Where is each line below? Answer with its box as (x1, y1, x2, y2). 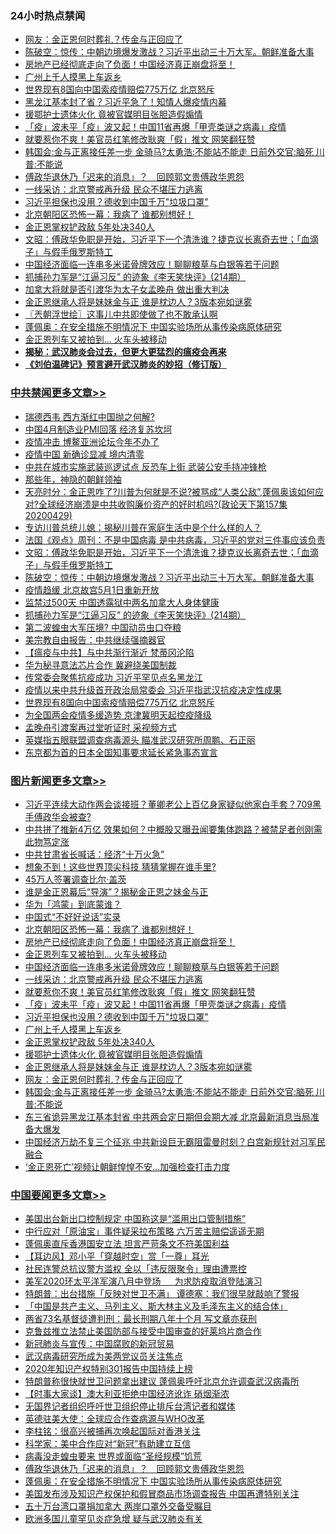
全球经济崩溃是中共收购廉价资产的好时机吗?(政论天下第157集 (38, 498, 288, 510)
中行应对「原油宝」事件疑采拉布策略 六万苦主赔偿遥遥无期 (24, 1225, 265, 1237)
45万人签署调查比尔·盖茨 (24, 873, 127, 885)
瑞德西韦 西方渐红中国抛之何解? (24, 410, 155, 422)
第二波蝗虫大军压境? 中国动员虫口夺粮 (24, 621, 182, 633)
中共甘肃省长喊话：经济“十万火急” (24, 848, 165, 860)
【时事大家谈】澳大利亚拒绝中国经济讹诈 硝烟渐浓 (24, 1388, 230, 1400)
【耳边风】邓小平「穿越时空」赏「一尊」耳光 (24, 1250, 210, 1262)
